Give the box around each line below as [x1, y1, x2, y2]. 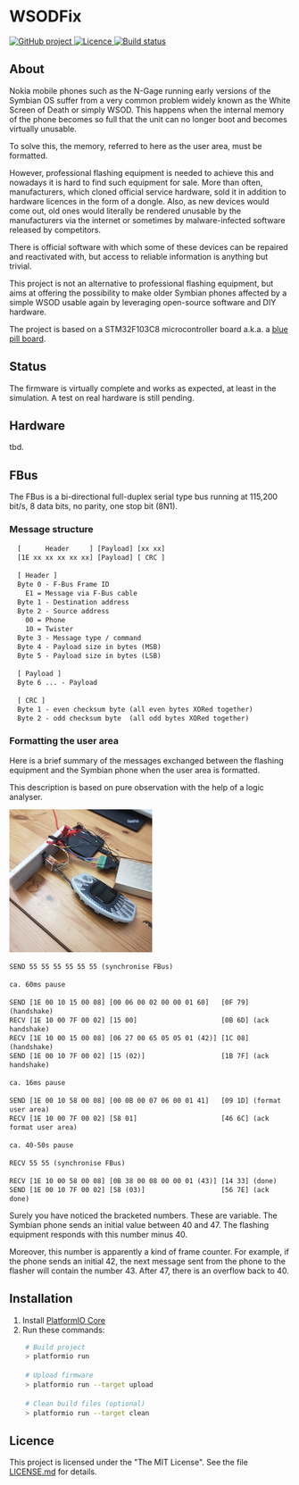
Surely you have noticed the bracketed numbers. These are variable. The [9, 1210, 278, 1221]
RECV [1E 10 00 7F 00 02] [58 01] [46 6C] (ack [9, 1114, 270, 1122]
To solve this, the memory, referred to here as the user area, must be [9, 140, 262, 151]
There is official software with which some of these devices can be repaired [9, 241, 288, 252]
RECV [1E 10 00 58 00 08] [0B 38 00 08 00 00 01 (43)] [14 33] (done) [9, 1176, 278, 1185]
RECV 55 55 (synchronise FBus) [9, 1158, 126, 1167]
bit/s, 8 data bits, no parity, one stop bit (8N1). [9, 501, 179, 512]
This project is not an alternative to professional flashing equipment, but [9, 278, 274, 288]
